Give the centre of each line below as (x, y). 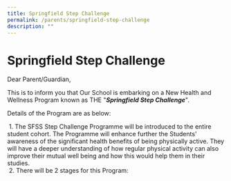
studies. (18, 163)
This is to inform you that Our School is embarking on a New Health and (110, 93)
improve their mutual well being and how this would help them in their (106, 156)
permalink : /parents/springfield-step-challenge (78, 20)
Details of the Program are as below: (59, 114)
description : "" (30, 26)
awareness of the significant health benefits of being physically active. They (116, 141)
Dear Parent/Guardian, (39, 79)
